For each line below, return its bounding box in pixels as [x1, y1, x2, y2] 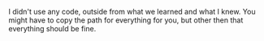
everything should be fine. [8, 24, 97, 33]
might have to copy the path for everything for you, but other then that [8, 15, 244, 25]
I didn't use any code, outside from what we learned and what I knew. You [8, 7, 256, 16]
